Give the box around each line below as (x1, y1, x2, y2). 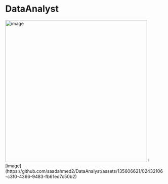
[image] (5, 163, 22, 169)
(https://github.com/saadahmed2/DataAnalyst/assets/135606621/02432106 (5, 168, 163, 174)
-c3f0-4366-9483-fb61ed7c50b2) (5, 173, 77, 179)
